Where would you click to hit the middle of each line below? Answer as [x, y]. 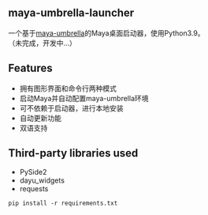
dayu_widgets [42, 180]
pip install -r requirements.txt [63, 204]
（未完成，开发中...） [43, 43]
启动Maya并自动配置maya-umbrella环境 [84, 98]
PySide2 [33, 172]
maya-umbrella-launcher [71, 13]
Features [30, 68]
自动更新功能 [40, 118]
